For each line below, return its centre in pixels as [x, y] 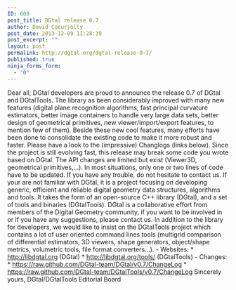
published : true [31, 60]
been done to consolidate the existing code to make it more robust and [110, 137]
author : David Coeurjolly [45, 27]
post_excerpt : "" [33, 40]
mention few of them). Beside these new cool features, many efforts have [113, 130]
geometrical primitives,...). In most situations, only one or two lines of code [115, 167]
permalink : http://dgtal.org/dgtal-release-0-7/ [80, 53]
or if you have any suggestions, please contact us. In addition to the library [115, 219]
